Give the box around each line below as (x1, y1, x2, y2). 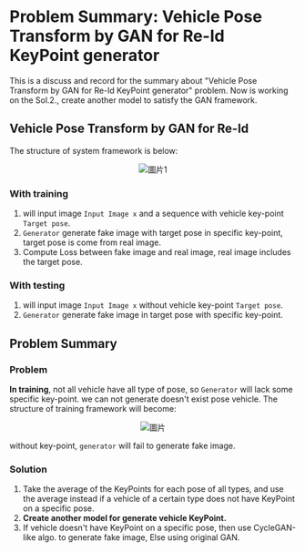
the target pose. (22, 257, 84, 268)
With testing (9, 279, 66, 291)
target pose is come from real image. (22, 237, 162, 248)
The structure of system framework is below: (9, 145, 178, 156)
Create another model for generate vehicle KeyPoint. (22, 513, 228, 524)
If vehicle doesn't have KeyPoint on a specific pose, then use (22, 522, 252, 534)
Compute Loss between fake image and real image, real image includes (22, 247, 291, 258)
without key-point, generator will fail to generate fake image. (9, 440, 236, 452)
